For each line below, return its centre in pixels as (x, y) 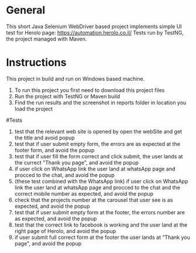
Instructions (36, 63)
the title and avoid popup (44, 138)
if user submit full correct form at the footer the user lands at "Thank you (102, 237)
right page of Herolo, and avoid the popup (65, 231)
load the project (34, 108)
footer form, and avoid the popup (54, 150)
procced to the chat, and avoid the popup (65, 175)
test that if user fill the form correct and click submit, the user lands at (99, 156)
